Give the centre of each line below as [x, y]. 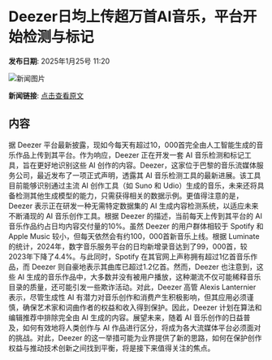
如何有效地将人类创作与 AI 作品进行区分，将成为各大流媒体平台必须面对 [142, 327]
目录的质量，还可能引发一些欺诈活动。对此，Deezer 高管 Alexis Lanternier [132, 287]
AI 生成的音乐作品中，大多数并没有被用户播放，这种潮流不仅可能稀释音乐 [139, 276]
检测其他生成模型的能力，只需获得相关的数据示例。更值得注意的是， [129, 195]
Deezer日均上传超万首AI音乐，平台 [126, 17]
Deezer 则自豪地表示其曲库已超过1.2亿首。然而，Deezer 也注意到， [144, 267]
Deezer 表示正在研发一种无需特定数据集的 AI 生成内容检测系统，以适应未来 [134, 206]
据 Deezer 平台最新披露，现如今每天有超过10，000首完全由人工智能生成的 [133, 145]
